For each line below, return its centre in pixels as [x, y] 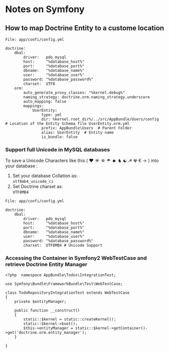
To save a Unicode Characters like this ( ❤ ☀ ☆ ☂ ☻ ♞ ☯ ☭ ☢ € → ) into [82, 161]
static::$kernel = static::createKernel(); [70, 319]
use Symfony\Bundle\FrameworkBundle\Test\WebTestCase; [64, 284]
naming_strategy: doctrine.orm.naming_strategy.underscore [87, 97]
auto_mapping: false [45, 102]
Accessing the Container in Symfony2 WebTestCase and [76, 258]
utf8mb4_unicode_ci [33, 182]
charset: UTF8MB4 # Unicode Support [63, 246]
